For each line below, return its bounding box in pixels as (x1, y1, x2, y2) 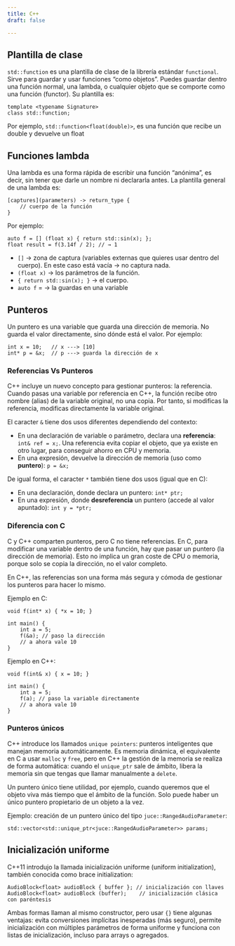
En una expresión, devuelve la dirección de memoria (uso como (17, 454, 202, 462)
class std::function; (7, 110, 71, 117)
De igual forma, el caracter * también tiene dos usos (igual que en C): (7, 475, 208, 483)
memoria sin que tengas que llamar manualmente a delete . (7, 769, 177, 777)
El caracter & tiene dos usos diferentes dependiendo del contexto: (7, 418, 198, 426)
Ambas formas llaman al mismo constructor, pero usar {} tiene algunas (7, 908, 213, 917)
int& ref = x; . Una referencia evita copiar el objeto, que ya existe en (17, 439, 218, 447)
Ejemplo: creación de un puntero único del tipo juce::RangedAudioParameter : (7, 811, 228, 820)
